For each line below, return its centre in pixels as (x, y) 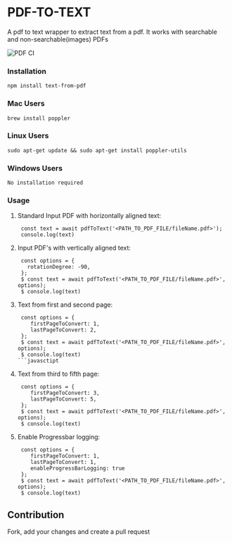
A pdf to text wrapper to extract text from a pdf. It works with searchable (112, 32)
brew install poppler (39, 118)
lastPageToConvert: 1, (64, 463)
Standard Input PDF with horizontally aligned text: (89, 216)
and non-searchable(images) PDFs (58, 39)
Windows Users (35, 168)
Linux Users (28, 136)
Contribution (36, 514)
